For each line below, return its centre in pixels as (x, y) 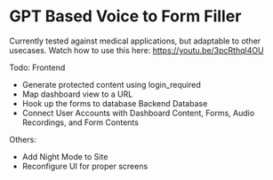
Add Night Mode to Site (65, 156)
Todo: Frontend (37, 67)
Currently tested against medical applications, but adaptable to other (135, 41)
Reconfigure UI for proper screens (85, 166)
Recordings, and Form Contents (80, 122)
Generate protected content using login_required (112, 84)
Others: (23, 139)
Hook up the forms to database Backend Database (115, 103)
